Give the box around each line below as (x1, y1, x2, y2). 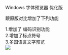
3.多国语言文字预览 (5, 39, 45, 45)
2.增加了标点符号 (5, 33, 41, 38)
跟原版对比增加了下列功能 (5, 15, 59, 21)
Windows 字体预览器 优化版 (5, 5, 63, 10)
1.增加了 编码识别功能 (5, 26, 50, 32)
